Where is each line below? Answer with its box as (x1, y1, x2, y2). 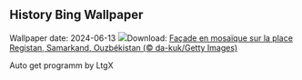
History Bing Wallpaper (9, 7, 144, 23)
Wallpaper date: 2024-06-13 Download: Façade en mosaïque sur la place (9, 32, 294, 44)
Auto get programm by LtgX (9, 59, 114, 71)
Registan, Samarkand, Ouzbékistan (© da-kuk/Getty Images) (9, 42, 238, 53)
